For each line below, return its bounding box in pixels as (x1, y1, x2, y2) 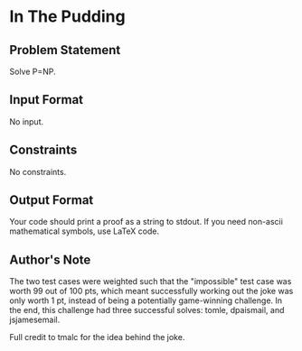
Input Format (9, 92, 84, 107)
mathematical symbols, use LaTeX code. (9, 226, 160, 236)
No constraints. (9, 166, 67, 177)
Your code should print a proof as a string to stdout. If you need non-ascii (9, 217, 283, 227)
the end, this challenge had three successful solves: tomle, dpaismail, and (9, 305, 285, 316)
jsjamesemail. (9, 314, 61, 326)
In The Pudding (9, 6, 126, 27)
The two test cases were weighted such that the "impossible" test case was (9, 276, 292, 287)
